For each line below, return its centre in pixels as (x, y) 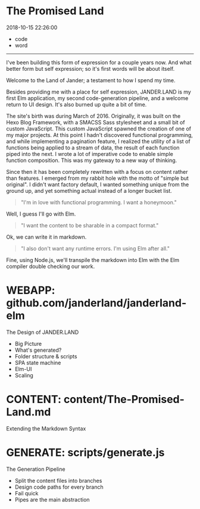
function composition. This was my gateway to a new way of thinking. (92, 160)
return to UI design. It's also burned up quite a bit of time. (76, 104)
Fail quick (26, 493)
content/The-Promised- (124, 399)
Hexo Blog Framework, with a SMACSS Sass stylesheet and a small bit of (96, 122)
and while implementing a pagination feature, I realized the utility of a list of (98, 141)
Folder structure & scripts (46, 356)
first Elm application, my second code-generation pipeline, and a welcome (97, 98)
